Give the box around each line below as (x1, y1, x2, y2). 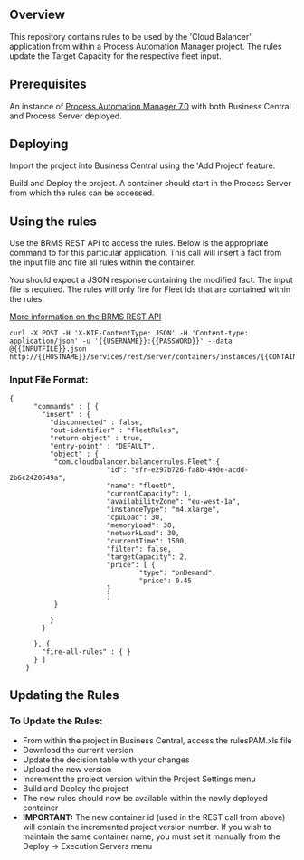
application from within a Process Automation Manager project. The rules (9, 41, 282, 52)
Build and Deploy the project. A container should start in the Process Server (9, 178, 292, 189)
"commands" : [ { (33, 402, 100, 411)
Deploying (9, 137, 69, 152)
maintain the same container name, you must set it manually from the (22, 831, 280, 842)
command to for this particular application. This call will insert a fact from (9, 248, 282, 259)
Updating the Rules (9, 687, 119, 703)
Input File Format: (9, 373, 89, 386)
